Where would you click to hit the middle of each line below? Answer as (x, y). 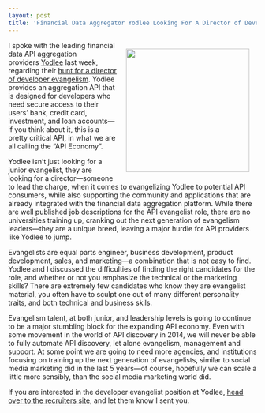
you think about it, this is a (57, 129)
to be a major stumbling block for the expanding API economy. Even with (126, 326)
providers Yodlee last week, (53, 62)
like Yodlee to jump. (40, 237)
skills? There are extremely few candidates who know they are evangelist (127, 286)
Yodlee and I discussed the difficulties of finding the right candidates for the (132, 268)
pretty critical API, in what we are (62, 137)
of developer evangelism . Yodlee (62, 79)
